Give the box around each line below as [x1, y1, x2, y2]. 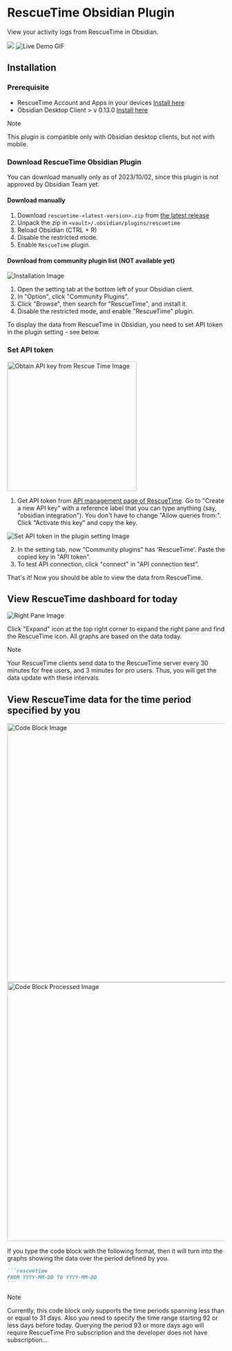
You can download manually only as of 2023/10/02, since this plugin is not [7, 173, 219, 181]
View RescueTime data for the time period [7, 693, 192, 705]
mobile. [7, 140, 29, 148]
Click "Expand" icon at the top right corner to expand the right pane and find [7, 625, 225, 633]
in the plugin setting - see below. [7, 328, 100, 336]
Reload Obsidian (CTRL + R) [17, 226, 97, 234]
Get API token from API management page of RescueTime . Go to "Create [17, 496, 224, 505]
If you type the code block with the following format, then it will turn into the [7, 1247, 223, 1255]
